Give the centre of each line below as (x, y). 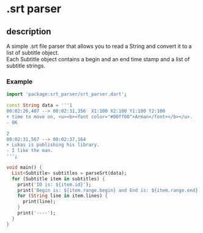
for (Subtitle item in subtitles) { (58, 179)
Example (20, 82)
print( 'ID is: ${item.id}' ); (54, 185)
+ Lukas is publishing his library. (53, 145)
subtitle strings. (26, 66)
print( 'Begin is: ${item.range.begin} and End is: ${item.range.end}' (109, 190)
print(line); (39, 202)
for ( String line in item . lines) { (63, 196)
